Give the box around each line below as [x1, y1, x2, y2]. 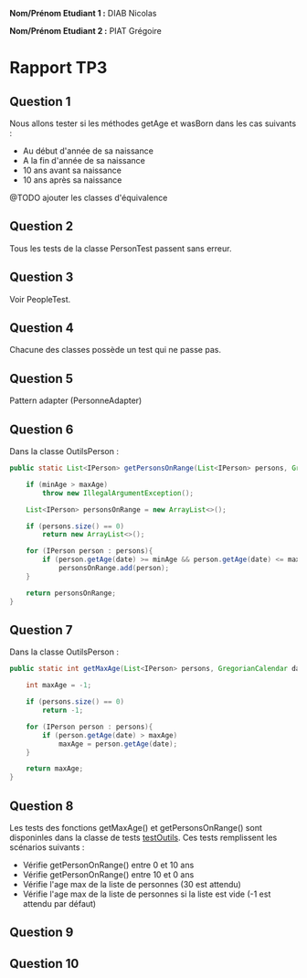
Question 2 [9, 218, 74, 234]
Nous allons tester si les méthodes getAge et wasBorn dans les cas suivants [9, 118, 297, 129]
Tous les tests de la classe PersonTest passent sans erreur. [9, 242, 232, 254]
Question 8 [9, 798, 74, 813]
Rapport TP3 [9, 58, 108, 79]
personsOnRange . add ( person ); [58, 564, 170, 573]
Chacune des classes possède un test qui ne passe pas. [9, 345, 222, 356]
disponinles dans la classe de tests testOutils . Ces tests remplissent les [9, 832, 278, 843]
